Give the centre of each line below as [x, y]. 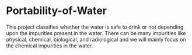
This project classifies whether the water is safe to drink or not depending [95, 27]
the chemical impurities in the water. [50, 46]
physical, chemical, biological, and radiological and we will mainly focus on [96, 39]
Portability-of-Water [56, 11]
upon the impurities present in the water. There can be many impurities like [96, 33]
